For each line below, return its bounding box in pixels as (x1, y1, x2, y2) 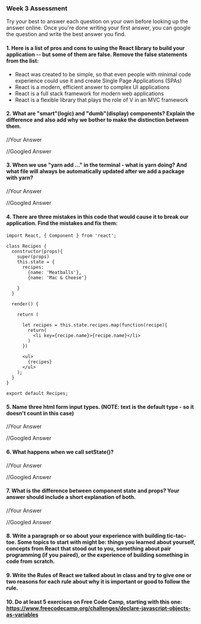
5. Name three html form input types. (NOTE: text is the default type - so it (6, 403, 194, 410)
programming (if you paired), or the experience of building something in (6, 551, 189, 558)
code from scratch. (6, 558, 55, 565)
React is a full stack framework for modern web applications (14, 90, 164, 97)
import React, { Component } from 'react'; (6, 233, 117, 239)
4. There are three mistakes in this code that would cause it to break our (6, 213, 189, 220)
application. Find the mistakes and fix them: (6, 219, 118, 227)
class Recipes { (6, 243, 47, 249)
